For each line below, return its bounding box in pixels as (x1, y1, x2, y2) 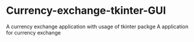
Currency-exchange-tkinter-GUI (6, 4, 167, 17)
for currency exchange (6, 29, 61, 36)
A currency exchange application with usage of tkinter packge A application (6, 23, 189, 30)
